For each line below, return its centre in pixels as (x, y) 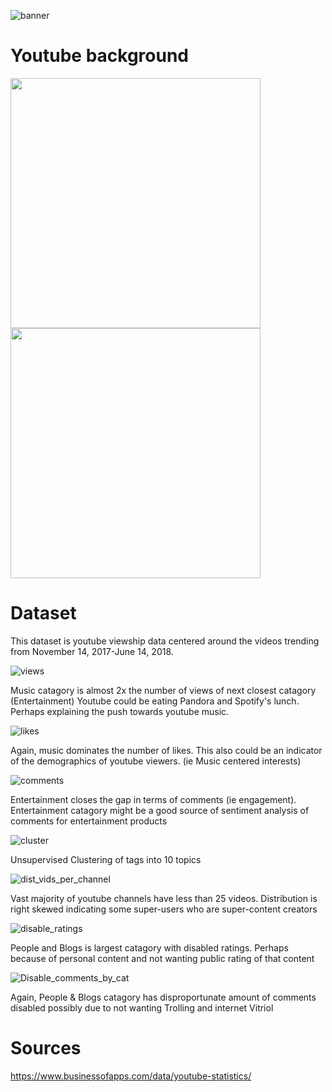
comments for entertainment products (89, 821)
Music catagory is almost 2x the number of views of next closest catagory (163, 690)
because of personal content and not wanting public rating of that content (162, 958)
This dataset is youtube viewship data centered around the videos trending (165, 641)
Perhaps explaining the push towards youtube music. (120, 711)
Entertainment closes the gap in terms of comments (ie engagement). (153, 799)
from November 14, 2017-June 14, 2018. (92, 651)
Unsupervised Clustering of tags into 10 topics (106, 859)
